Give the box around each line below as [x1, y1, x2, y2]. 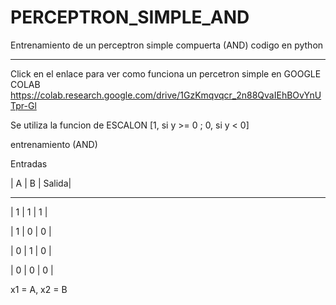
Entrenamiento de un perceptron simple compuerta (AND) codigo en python [10, 39, 324, 51]
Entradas [10, 157, 48, 170]
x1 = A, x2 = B [10, 283, 68, 295]
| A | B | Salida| [10, 177, 72, 189]
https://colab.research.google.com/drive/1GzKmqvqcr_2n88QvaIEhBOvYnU [10, 89, 322, 101]
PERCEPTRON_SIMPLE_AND [10, 6, 250, 29]
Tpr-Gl [10, 99, 37, 111]
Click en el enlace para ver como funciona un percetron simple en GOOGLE [10, 67, 322, 80]
